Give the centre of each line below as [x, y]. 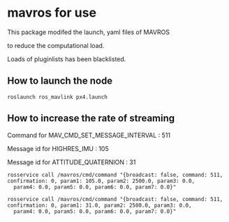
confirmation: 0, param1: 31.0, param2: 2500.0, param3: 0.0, [99, 205]
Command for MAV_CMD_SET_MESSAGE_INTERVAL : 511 [89, 135]
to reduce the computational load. [56, 45]
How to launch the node [60, 81]
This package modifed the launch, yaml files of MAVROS [88, 32]
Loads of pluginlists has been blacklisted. [67, 59]
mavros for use [52, 13]
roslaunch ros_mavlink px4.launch [58, 97]
